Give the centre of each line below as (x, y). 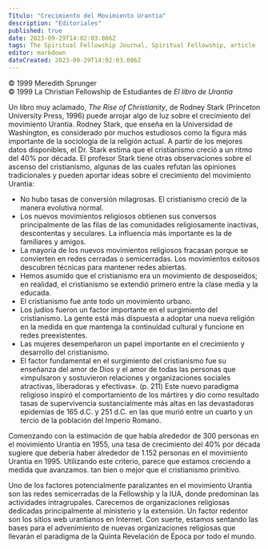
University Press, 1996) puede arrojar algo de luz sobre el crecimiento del (129, 115)
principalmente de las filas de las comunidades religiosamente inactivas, (139, 224)
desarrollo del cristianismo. (64, 352)
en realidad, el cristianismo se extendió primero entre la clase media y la (139, 284)
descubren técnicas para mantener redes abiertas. (103, 267)
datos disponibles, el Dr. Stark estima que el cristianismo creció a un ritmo (130, 150)
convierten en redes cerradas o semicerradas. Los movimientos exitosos (140, 258)
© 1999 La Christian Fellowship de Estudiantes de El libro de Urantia (121, 91)
